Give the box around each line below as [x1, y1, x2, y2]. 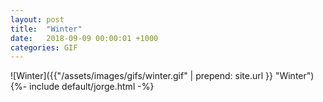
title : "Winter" [10, 24, 83, 34]
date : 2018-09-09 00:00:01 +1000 [10, 33, 159, 43]
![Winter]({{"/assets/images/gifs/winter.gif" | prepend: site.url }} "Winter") [10, 70, 315, 82]
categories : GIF [10, 42, 78, 53]
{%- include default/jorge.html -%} [10, 81, 155, 93]
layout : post [10, 14, 65, 25]
